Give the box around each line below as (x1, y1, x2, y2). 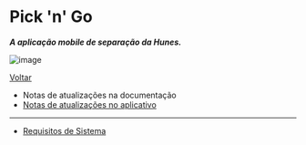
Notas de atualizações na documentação (22, 89, 177, 100)
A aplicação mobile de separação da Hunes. (9, 36, 182, 47)
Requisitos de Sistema (22, 125, 107, 136)
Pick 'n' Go (9, 6, 93, 27)
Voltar (9, 71, 32, 83)
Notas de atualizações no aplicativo (22, 98, 157, 110)
